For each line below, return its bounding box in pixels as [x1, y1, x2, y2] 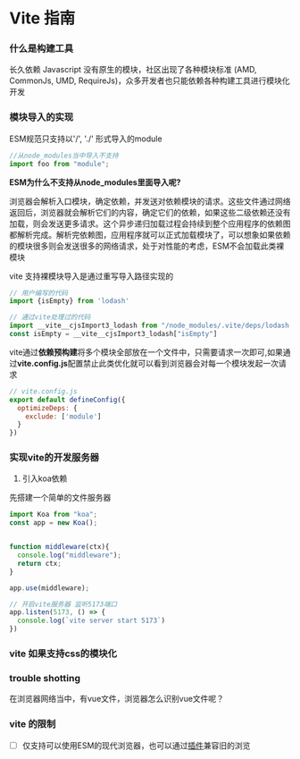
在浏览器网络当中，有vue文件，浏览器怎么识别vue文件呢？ [9, 694, 225, 704]
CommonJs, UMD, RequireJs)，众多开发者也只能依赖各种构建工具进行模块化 [9, 75, 290, 86]
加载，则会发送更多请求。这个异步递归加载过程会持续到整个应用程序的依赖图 [9, 218, 291, 229]
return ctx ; [17, 559, 62, 568]
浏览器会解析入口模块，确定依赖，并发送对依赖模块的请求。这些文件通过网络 [9, 196, 291, 207]
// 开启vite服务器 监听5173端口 [9, 600, 118, 609]
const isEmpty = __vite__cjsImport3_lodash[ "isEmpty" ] [9, 330, 218, 339]
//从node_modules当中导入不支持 [9, 151, 119, 160]
